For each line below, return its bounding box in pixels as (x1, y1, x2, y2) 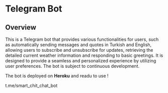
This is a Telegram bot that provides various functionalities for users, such (5, 36, 159, 42)
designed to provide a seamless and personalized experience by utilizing (5, 58, 156, 63)
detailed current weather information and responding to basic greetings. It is (5, 52, 163, 58)
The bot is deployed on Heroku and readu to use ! (5, 73, 109, 78)
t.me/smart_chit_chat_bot (5, 82, 58, 88)
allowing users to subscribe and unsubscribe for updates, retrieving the (5, 47, 153, 53)
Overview (5, 23, 37, 32)
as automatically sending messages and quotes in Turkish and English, (5, 42, 152, 48)
